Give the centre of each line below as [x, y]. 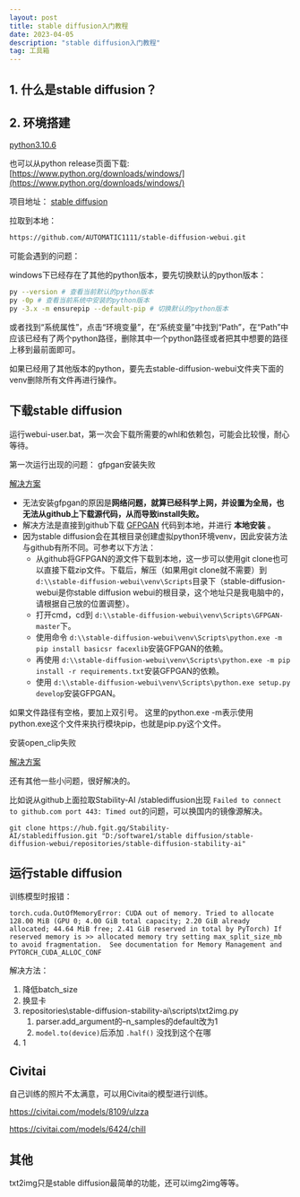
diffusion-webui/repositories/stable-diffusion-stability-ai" [128, 843]
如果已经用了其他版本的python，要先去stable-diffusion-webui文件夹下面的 [146, 368]
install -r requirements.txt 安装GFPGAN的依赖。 [129, 670]
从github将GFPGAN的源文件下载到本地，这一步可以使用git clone [154, 558]
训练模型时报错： [41, 896]
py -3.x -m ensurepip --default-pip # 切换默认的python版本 [119, 309]
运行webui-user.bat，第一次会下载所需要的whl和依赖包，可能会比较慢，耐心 [150, 434]
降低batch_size [50, 990]
